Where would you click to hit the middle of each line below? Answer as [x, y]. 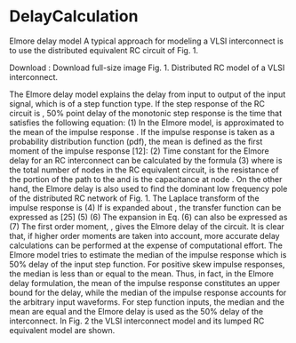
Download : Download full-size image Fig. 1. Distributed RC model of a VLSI [147, 68]
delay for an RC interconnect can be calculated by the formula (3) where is [146, 160]
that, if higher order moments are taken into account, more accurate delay [144, 235]
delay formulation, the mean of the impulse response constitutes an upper [145, 283]
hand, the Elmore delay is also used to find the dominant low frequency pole [148, 188]
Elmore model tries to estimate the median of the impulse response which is [148, 254]
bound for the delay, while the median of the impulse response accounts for [148, 292]
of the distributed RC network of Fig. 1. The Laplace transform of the [134, 198]
